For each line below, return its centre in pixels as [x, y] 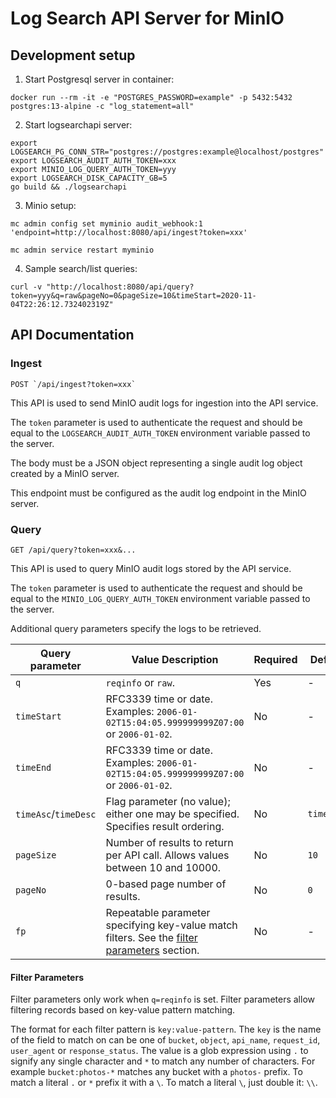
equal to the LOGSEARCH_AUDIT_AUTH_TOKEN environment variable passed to [160, 433]
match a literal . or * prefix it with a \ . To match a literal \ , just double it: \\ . [164, 1083]
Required [275, 659]
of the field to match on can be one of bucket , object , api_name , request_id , [165, 1040]
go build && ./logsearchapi [69, 187]
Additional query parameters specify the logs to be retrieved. [136, 628]
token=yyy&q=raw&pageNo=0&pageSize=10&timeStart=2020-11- [133, 296]
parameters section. [152, 950]
